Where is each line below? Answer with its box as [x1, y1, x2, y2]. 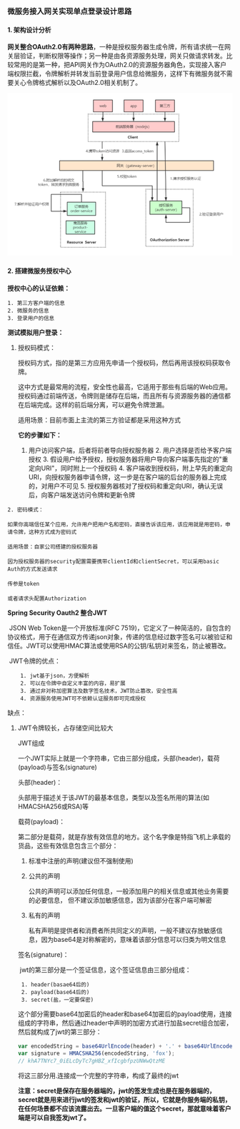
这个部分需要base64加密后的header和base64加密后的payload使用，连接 [17, 1009, 232, 1018]
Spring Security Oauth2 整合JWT [7, 608, 108, 617]
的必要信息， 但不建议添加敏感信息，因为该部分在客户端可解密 [28, 895, 212, 904]
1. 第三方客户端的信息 [7, 299, 66, 306]
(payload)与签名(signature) [17, 763, 98, 771]
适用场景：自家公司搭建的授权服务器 [7, 543, 99, 551]
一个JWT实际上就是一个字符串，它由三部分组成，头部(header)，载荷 [17, 753, 220, 762]
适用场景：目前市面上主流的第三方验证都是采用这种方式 [17, 416, 181, 424]
